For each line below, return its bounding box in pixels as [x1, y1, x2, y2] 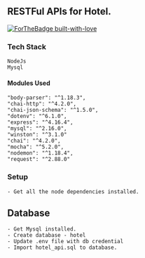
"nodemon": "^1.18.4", [7, 150, 74, 157]
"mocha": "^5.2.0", [7, 143, 64, 150]
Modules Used [7, 79, 50, 87]
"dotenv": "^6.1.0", [7, 112, 68, 120]
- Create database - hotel [7, 232, 86, 239]
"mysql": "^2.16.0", [7, 125, 68, 132]
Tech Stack [7, 41, 47, 51]
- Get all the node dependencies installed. [7, 188, 139, 195]
